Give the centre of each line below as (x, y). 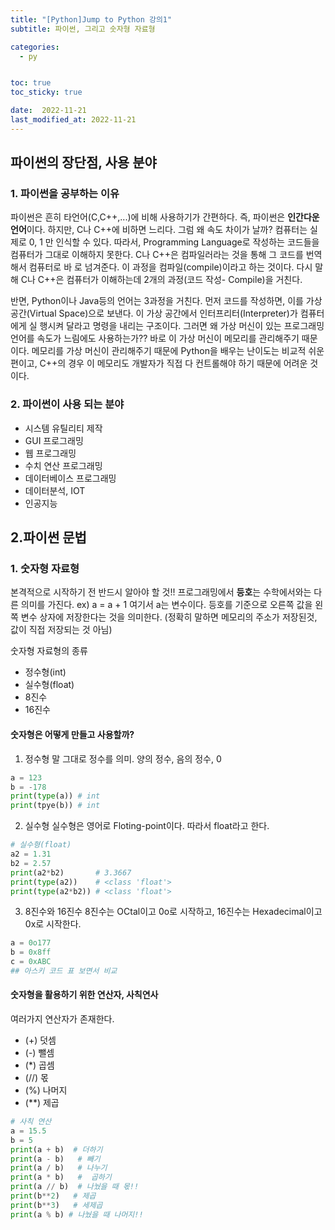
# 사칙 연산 (31, 1122)
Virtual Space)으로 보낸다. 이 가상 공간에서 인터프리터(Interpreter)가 (163, 313)
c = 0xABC (31, 962)
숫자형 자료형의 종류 (49, 651)
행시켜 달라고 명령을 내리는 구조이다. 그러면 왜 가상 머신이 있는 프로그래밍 (182, 326)
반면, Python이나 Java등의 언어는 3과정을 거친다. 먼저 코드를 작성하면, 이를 (157, 301)
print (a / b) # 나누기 (59, 1168)
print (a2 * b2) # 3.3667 (71, 872)
